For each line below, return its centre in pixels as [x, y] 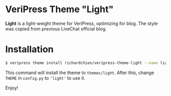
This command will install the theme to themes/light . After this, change [80, 73]
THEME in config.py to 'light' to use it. [45, 78]
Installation [30, 50]
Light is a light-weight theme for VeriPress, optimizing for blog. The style [81, 23]
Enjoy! [12, 88]
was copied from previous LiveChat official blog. [56, 28]
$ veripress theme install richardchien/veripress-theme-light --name [82, 63]
